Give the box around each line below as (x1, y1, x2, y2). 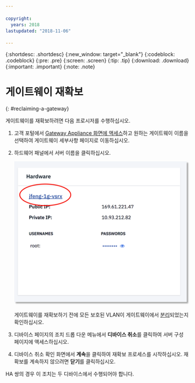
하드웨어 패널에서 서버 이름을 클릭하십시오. (13, 149, 112, 156)
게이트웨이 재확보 (5, 85, 83, 99)
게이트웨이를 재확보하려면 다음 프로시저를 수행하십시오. (5, 117, 131, 124)
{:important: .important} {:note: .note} (5, 63, 96, 70)
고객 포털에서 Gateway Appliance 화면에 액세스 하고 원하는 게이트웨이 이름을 (13, 130, 189, 137)
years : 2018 (11, 22, 40, 27)
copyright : (5, 15, 32, 22)
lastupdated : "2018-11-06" (5, 28, 71, 34)
